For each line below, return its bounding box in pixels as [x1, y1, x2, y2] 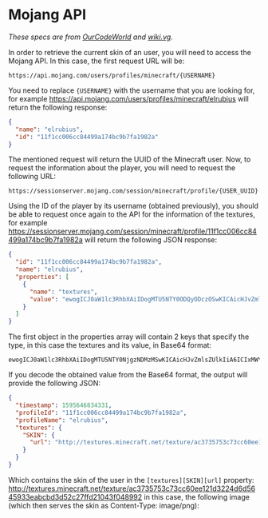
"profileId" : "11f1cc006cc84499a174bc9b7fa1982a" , [15, 408, 187, 416]
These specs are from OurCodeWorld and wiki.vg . [8, 32, 173, 42]
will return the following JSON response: [84, 235, 218, 245]
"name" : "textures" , [29, 288, 98, 296]
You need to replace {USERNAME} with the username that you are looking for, [8, 86, 255, 95]
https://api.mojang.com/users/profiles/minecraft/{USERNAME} [8, 71, 216, 79]
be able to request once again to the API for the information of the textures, [8, 209, 255, 219]
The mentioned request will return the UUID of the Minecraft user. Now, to [8, 154, 251, 165]
